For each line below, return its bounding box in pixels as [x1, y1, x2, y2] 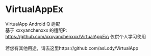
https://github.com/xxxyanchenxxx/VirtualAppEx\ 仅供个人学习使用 [5, 33, 146, 39]
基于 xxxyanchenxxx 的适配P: [5, 27, 67, 33]
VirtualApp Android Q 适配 [5, 21, 60, 27]
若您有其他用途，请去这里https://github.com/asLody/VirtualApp [5, 45, 139, 51]
